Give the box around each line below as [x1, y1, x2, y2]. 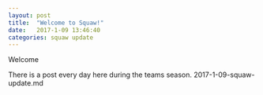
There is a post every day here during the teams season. [8, 70, 192, 79]
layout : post [8, 11, 51, 20]
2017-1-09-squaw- [193, 70, 255, 79]
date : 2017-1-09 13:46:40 [8, 26, 101, 34]
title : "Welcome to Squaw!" [8, 19, 104, 27]
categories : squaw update [8, 33, 93, 42]
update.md [8, 79, 43, 88]
